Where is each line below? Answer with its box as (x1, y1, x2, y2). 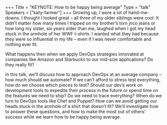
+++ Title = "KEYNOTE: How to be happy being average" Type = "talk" (5, 4, 151, 10)
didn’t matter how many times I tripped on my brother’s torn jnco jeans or (5, 20, 156, 26)
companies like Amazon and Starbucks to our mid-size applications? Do (5, 56, 153, 62)
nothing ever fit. (5, 41, 38, 47)
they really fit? (5, 62, 34, 67)
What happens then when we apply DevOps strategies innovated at (5, 51, 144, 57)
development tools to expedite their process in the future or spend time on (5, 87, 158, 93)
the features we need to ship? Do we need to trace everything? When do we (5, 92, 162, 98)
